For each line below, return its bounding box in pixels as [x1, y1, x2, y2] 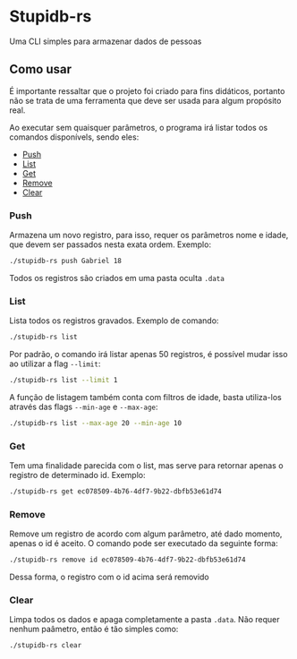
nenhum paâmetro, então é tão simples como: [9, 624, 179, 635]
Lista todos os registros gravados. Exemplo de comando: [9, 315, 219, 326]
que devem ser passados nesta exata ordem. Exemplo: [9, 239, 212, 250]
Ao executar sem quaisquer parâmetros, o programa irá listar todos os [9, 122, 268, 133]
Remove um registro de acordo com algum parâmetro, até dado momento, [9, 528, 283, 539]
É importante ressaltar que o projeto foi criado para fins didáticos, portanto [9, 85, 285, 96]
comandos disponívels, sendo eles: [9, 132, 140, 142]
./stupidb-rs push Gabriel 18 [9, 257, 123, 266]
